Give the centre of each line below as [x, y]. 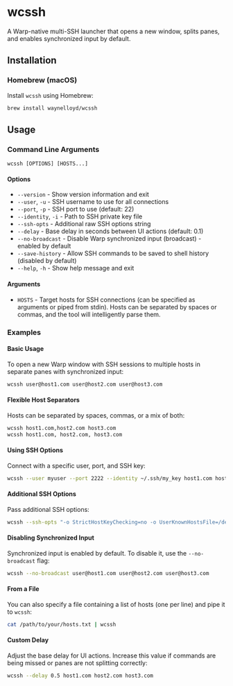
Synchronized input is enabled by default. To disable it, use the [97, 553]
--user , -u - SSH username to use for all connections [93, 202]
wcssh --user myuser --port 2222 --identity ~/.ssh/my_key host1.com [110, 478]
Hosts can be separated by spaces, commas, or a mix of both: [96, 415]
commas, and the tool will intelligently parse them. [89, 314]
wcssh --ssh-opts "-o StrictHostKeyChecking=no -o [82, 522]
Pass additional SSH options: [49, 509]
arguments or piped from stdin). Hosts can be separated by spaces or [117, 307]
